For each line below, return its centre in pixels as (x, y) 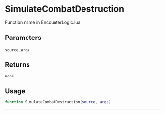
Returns (18, 65)
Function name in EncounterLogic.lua (43, 22)
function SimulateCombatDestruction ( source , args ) (58, 102)
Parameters (23, 38)
